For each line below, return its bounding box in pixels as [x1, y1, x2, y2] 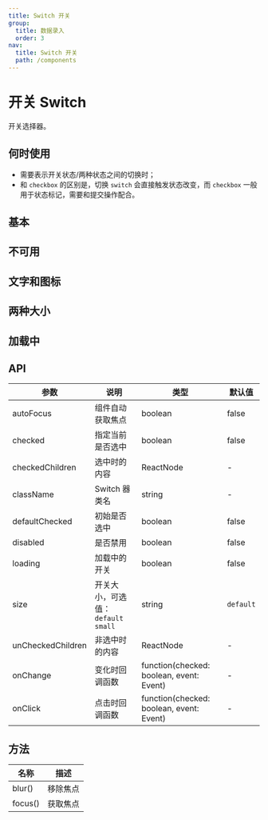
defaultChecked [12, 516, 73, 527]
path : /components [15, 57, 77, 65]
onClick [12, 703, 41, 714]
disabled [12, 537, 45, 548]
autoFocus [12, 408, 52, 419]
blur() [12, 783, 33, 794]
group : [8, 19, 30, 27]
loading [12, 558, 41, 569]
